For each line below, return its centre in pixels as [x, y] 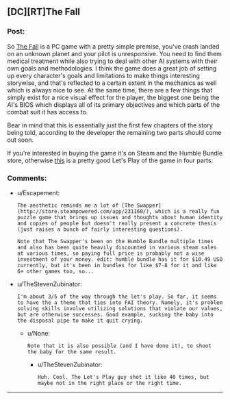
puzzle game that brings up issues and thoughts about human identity [120, 217]
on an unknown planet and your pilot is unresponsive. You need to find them [115, 53]
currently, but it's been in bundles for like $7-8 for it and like [117, 265]
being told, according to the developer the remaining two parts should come [114, 132]
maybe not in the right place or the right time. [110, 383]
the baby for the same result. [72, 352]
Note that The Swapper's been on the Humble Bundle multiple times [115, 241]
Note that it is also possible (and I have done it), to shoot [119, 346]
